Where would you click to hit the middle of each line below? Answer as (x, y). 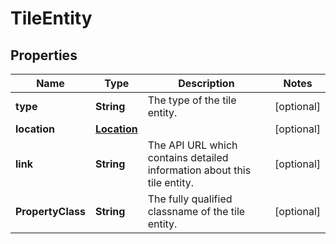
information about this (199, 170)
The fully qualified (190, 199)
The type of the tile (192, 100)
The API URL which (192, 145)
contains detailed (188, 157)
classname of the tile (196, 211)
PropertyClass (50, 211)
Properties (44, 55)
